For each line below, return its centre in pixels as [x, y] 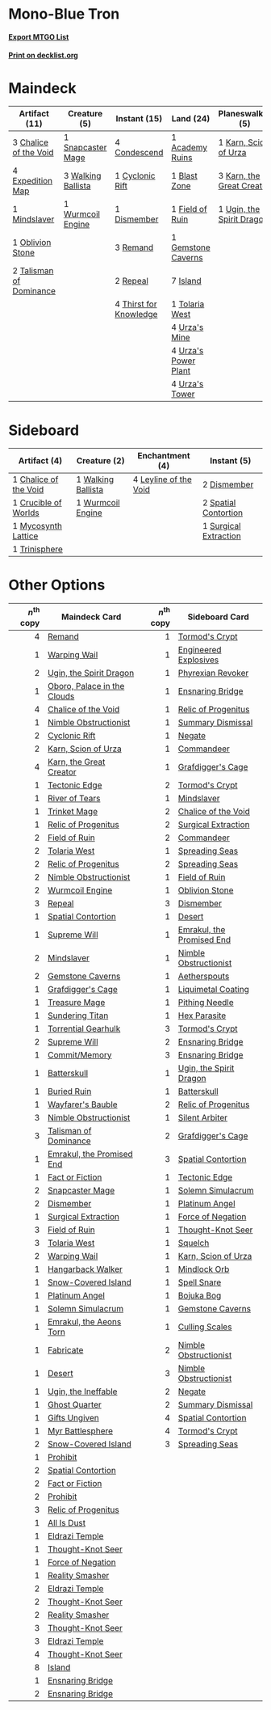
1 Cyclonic [135, 176]
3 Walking [82, 176]
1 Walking [95, 479]
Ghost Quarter [75, 1404]
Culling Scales [205, 1327]
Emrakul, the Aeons [84, 1321]
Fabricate [65, 1349]
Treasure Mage [76, 1002]
